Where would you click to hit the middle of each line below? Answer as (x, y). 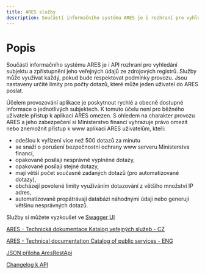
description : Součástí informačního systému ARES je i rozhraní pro (95, 18)
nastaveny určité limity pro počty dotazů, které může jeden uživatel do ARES (102, 84)
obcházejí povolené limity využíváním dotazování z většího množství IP (104, 186)
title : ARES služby (31, 12)
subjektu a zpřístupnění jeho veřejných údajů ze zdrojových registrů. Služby (102, 72)
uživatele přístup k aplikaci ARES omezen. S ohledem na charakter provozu (101, 116)
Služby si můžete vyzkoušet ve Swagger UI (61, 217)
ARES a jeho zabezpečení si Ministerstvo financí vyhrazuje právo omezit (97, 122)
